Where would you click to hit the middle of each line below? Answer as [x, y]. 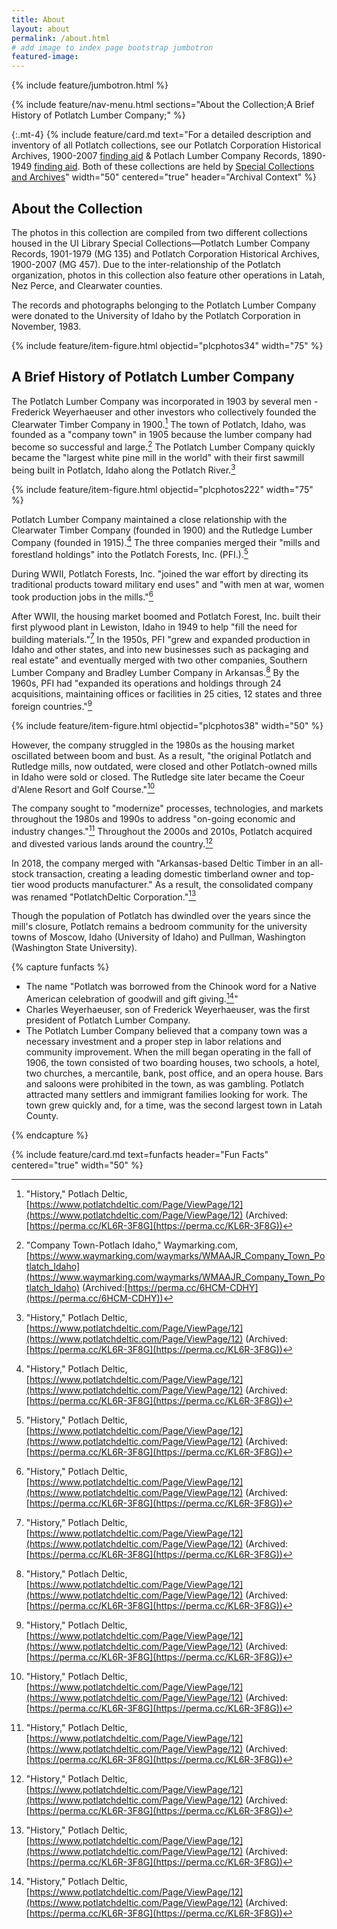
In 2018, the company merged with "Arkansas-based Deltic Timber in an [159, 863]
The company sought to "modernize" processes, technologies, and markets [167, 808]
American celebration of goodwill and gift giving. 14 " [132, 998]
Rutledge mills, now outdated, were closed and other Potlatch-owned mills [164, 766]
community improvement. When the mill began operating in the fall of [168, 1052]
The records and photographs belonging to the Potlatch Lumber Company [164, 305]
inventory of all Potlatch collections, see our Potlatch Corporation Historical [166, 145]
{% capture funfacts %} [60, 967]
